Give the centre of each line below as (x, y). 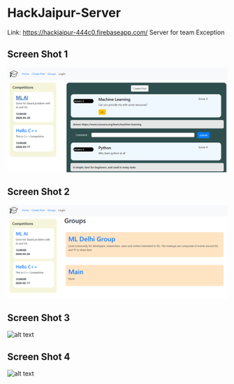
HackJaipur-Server (64, 13)
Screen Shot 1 (38, 54)
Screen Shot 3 (39, 318)
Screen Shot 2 (38, 192)
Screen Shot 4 (39, 356)
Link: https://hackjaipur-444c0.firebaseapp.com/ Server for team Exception (116, 32)
